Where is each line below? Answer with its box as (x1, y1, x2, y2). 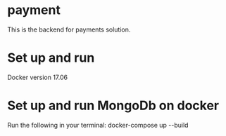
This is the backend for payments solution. (7, 25, 131, 34)
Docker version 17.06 (7, 73, 68, 81)
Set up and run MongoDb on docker (7, 97, 220, 114)
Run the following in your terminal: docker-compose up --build (7, 121, 189, 129)
